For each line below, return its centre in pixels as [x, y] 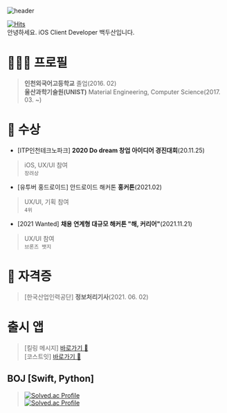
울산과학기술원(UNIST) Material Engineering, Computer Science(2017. [122, 92]
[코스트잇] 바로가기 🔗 [53, 356]
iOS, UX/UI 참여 [46, 165]
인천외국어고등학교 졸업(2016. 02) [70, 83]
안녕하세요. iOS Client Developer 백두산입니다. [71, 32]
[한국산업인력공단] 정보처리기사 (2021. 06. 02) [86, 297]
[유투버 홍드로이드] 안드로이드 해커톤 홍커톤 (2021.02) [90, 187]
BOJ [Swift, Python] [51, 379]
